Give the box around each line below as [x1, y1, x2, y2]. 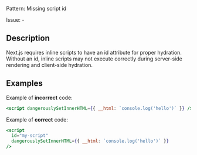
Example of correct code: [6, 116, 69, 123]
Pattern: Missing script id [6, 5, 66, 12]
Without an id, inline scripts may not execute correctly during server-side [6, 55, 183, 62]
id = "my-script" [11, 133, 49, 139]
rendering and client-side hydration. [6, 61, 93, 68]
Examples [6, 79, 43, 89]
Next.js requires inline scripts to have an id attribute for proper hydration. [6, 49, 182, 56]
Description [6, 33, 50, 43]
